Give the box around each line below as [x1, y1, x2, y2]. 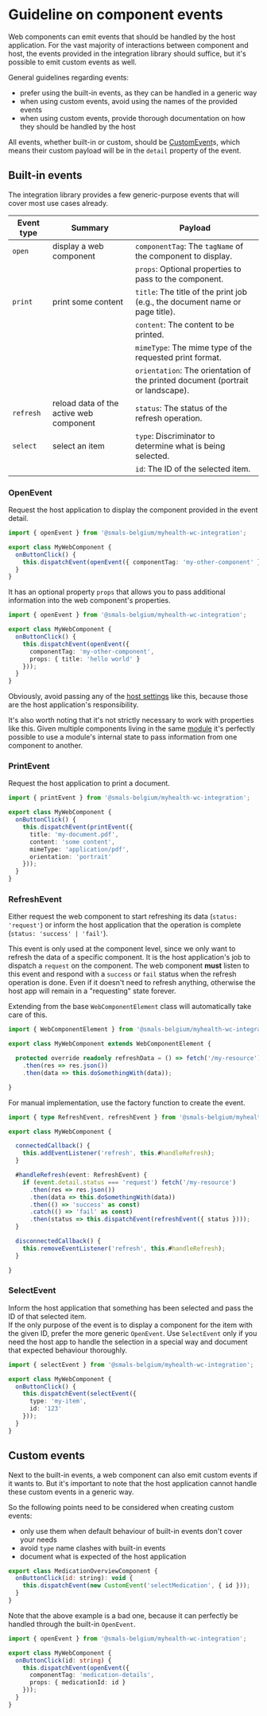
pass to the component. [134, 273, 224, 284]
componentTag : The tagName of [134, 240, 244, 251]
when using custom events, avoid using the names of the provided [19, 96, 238, 106]
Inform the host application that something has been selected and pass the [8, 1303, 254, 1313]
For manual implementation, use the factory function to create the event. [8, 1097, 246, 1107]
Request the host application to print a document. [8, 778, 171, 788]
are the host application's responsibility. [8, 700, 139, 709]
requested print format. [134, 351, 222, 363]
